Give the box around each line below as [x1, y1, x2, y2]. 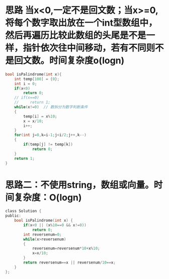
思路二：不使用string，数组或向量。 [5, 179, 154, 191]
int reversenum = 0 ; [23, 232, 62, 237]
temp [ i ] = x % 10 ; [23, 114, 57, 119]
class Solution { [5, 209, 42, 214]
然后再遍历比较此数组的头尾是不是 [5, 30, 147, 41]
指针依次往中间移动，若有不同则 [23, 42, 155, 54]
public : [5, 213, 22, 219]
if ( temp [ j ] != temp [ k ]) [23, 142, 73, 147]
